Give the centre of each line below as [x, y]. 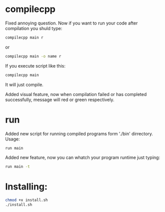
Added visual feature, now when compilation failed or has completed [76, 94]
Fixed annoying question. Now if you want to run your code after [71, 23]
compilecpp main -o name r [33, 56]
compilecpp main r [24, 37]
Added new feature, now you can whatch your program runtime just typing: [83, 157]
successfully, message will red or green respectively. [60, 99]
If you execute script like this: [35, 65]
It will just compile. [24, 84]
